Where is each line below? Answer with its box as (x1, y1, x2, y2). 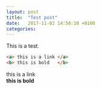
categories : (6, 25, 36, 32)
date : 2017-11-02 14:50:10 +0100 (6, 20, 96, 26)
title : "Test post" (6, 15, 58, 21)
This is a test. (6, 42, 40, 50)
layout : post (6, 8, 39, 15)
